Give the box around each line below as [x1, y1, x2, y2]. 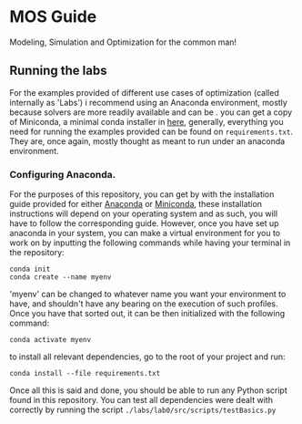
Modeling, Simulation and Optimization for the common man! [9, 36, 237, 47]
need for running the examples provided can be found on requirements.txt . [9, 126, 294, 137]
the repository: [9, 247, 65, 258]
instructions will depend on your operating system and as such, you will [9, 208, 278, 220]
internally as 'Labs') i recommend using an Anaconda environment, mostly [9, 97, 288, 108]
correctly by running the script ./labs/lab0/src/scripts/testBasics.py [9, 404, 277, 416]
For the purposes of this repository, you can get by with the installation [9, 189, 275, 200]
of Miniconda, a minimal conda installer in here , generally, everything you [9, 116, 284, 127]
